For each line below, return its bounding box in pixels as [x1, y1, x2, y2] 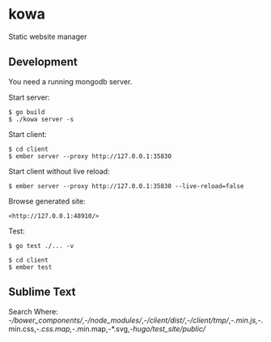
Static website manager [8, 32, 87, 41]
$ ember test [8, 263, 53, 271]
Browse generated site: [8, 196, 87, 206]
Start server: [8, 92, 50, 102]
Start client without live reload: [8, 166, 111, 176]
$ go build [8, 108, 45, 116]
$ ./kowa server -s [8, 115, 74, 123]
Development [8, 55, 78, 69]
